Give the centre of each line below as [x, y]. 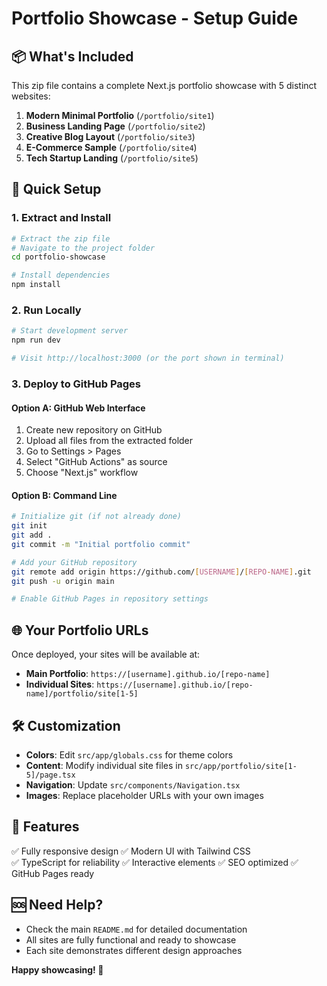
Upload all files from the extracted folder [109, 441]
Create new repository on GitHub [94, 430]
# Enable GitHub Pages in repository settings [110, 599]
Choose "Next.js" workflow [82, 473]
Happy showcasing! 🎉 [57, 969]
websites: [31, 96]
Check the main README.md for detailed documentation [136, 929]
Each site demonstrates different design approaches [134, 950]
